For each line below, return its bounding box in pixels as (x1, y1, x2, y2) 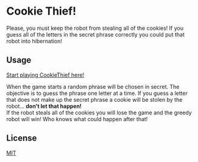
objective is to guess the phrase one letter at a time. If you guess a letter (6, 90, 188, 97)
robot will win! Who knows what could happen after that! (6, 115, 148, 122)
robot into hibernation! (6, 37, 63, 44)
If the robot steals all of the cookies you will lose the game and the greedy (6, 108, 192, 116)
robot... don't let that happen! (6, 102, 82, 110)
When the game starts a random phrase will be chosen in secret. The (6, 83, 180, 90)
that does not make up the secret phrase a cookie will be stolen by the (6, 96, 183, 103)
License (6, 133, 37, 144)
